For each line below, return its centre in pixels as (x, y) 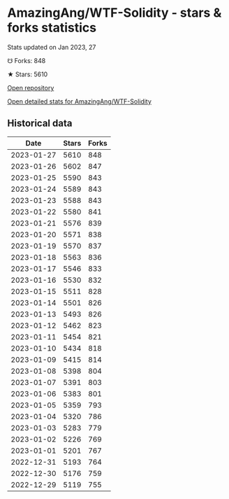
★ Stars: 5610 (28, 74)
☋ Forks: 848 (27, 60)
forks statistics (52, 28)
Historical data (40, 124)
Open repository (31, 87)
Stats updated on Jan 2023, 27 (52, 47)
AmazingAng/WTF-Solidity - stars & (114, 13)
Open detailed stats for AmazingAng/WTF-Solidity (80, 101)
